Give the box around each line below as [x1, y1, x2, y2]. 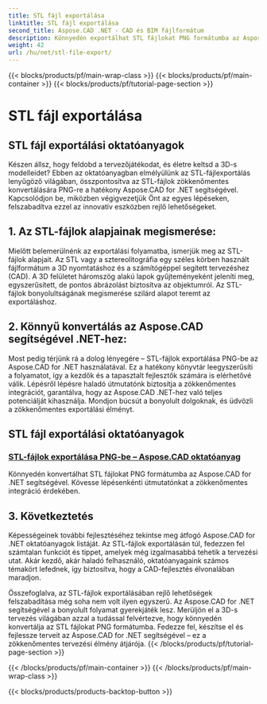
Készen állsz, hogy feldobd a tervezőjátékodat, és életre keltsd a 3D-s [8, 160, 238, 169]
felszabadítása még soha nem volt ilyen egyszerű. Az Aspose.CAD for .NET [8, 596, 255, 606]
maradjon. [8, 573, 41, 582]
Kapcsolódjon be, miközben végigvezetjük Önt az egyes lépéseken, [8, 194, 230, 203]
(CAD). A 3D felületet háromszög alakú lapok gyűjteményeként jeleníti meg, [8, 272, 255, 281]
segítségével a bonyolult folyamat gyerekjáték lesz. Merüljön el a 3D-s [8, 605, 238, 615]
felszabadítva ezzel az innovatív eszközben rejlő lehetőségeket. [8, 202, 217, 211]
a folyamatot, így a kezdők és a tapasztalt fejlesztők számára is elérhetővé [8, 370, 252, 380]
